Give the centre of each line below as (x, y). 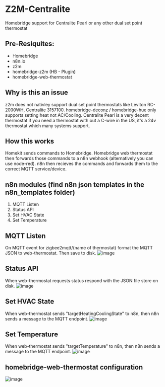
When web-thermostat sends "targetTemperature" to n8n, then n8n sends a (82, 346)
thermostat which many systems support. (48, 126)
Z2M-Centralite (38, 9)
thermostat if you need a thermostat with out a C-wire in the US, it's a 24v (81, 120)
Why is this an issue (37, 93)
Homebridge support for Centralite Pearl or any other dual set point (74, 23)
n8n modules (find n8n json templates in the (75, 185)
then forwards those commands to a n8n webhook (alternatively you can (79, 158)
